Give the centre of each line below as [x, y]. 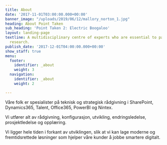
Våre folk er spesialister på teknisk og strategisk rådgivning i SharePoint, [79, 102]
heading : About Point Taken [34, 24]
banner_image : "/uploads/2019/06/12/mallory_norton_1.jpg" [68, 19]
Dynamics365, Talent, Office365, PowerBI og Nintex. [59, 107]
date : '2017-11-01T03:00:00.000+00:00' [46, 14]
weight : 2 [24, 83]
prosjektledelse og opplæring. [36, 122]
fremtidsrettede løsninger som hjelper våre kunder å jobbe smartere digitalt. [83, 137]
